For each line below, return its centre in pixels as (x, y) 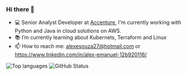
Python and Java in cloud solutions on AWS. (68, 31)
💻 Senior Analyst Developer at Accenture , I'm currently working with (98, 22)
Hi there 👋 (21, 9)
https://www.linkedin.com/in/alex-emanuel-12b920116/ (81, 54)
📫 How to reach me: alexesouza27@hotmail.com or (77, 46)
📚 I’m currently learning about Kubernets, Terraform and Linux (91, 37)
